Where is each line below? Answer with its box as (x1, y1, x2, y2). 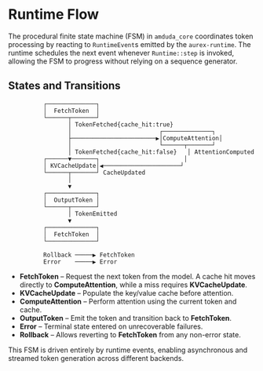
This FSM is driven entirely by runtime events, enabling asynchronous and (8, 345, 248, 355)
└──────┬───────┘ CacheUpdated (42, 169, 146, 176)
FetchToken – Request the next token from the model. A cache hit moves (19, 271, 256, 281)
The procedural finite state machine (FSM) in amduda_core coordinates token (8, 31, 254, 41)
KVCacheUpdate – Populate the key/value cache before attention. (19, 288, 234, 297)
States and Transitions (8, 79, 121, 93)
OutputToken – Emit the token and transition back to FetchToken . (19, 313, 232, 322)
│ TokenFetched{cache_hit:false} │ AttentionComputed (68, 147, 255, 156)
